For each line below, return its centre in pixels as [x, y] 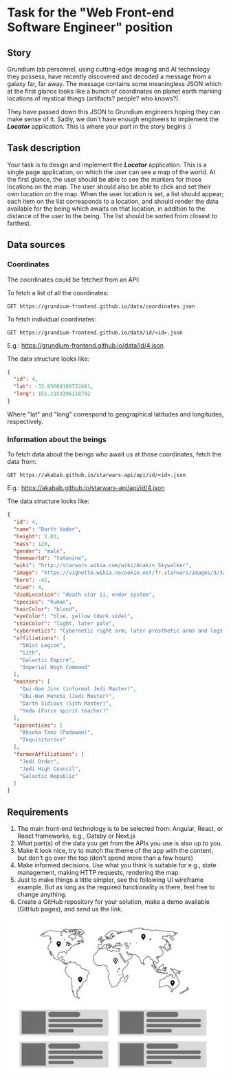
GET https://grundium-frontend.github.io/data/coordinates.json [101, 306]
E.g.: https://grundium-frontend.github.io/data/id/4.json [85, 345]
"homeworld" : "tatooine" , [51, 558]
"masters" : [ [32, 682]
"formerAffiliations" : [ [49, 754]
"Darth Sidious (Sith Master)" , [66, 704]
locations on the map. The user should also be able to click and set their [109, 187]
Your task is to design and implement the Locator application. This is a [107, 165]
